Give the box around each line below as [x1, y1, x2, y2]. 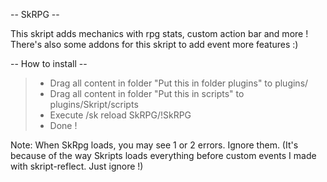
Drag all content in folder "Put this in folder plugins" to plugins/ [49, 77, 309, 89]
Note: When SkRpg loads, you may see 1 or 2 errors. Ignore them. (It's [10, 139, 299, 151]
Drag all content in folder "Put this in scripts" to [49, 88, 245, 99]
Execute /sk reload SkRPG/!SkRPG [49, 109, 192, 121]
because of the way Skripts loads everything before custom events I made [10, 150, 317, 161]
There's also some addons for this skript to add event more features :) [10, 39, 299, 50]
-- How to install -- [10, 58, 88, 69]
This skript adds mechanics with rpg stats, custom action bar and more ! [10, 28, 309, 39]
